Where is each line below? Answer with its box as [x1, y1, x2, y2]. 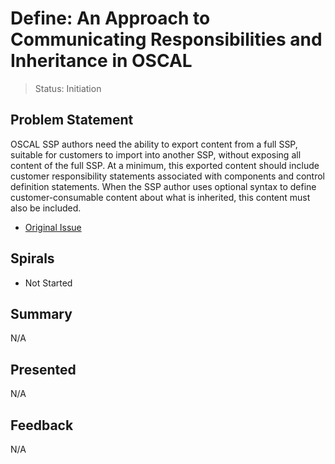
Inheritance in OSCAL [10, 50, 193, 72]
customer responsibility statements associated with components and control [10, 170, 325, 182]
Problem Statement [10, 112, 134, 129]
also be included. [10, 202, 82, 214]
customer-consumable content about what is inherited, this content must [10, 191, 311, 203]
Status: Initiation [34, 82, 102, 94]
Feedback [10, 417, 74, 434]
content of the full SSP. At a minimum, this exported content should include [10, 159, 320, 171]
